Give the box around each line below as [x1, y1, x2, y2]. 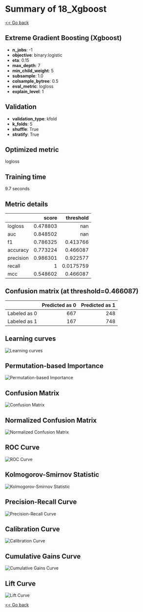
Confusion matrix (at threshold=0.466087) [5, 287, 139, 295]
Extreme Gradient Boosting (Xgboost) [5, 34, 122, 42]
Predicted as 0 [41, 301, 77, 308]
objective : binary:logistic [12, 52, 62, 58]
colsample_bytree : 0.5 [12, 78, 59, 84]
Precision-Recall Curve [5, 498, 77, 506]
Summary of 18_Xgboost [5, 3, 107, 15]
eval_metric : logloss [12, 83, 54, 89]
